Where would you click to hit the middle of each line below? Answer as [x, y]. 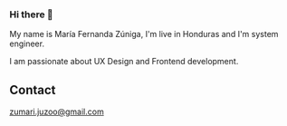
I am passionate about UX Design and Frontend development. [124, 62]
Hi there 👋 [32, 15]
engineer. [27, 44]
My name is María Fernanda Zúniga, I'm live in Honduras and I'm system [144, 34]
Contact [33, 90]
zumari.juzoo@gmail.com [57, 111]
